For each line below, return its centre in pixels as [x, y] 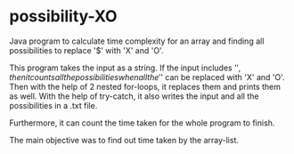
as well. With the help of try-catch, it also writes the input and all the [134, 96]
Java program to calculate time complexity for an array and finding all [137, 41]
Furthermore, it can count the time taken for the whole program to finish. [142, 123]
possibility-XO [63, 16]
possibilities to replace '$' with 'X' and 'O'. [86, 50]
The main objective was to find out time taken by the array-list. [124, 140]
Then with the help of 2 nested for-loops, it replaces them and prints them [145, 86]
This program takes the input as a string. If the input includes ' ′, [125, 68]
